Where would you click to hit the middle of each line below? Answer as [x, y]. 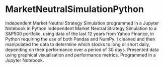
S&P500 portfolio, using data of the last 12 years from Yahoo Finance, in [80, 33]
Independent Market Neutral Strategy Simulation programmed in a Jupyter [82, 23]
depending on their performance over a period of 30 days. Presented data [82, 49]
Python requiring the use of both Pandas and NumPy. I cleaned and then [80, 39]
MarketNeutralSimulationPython [75, 9]
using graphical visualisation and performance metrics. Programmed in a [80, 55]
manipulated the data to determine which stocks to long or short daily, [78, 44]
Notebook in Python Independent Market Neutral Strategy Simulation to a [81, 28]
